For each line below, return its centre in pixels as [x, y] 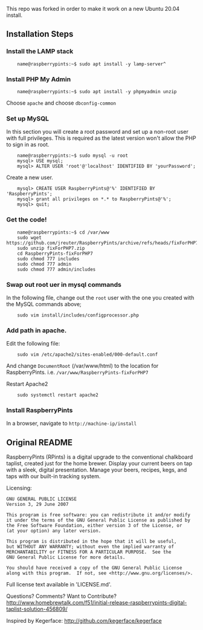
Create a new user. [30, 177]
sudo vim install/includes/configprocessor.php [78, 315]
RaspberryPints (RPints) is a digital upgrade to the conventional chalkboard [100, 457]
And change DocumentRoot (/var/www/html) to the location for [82, 366]
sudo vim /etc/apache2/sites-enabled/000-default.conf [88, 355]
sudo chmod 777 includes [48, 259]
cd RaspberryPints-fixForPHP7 [55, 254]
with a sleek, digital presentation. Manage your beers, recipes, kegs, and [97, 470]
